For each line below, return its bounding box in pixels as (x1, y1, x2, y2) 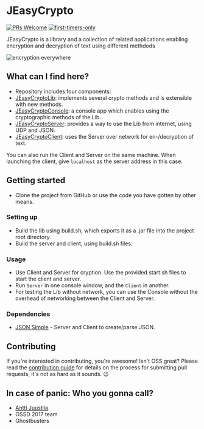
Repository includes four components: (15, 88, 111, 95)
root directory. (15, 233, 51, 240)
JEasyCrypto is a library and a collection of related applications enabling (6, 35, 188, 43)
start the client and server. (15, 275, 82, 283)
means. (15, 198, 34, 205)
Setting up (6, 213, 38, 221)
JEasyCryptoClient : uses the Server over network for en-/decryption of (15, 133, 194, 140)
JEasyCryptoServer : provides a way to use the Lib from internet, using (15, 120, 192, 127)
